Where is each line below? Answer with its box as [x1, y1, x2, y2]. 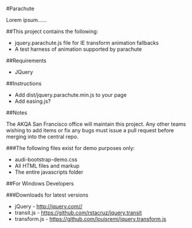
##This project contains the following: [6, 28, 99, 35]
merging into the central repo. [6, 133, 79, 140]
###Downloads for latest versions [6, 191, 89, 198]
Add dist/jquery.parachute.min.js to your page [14, 92, 127, 98]
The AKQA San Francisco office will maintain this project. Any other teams [6, 120, 186, 128]
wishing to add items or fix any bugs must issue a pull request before [6, 127, 174, 133]
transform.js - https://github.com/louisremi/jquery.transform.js [14, 216, 167, 222]
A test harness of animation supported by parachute [14, 45, 142, 53]
